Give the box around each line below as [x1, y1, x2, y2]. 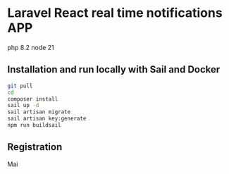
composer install [7, 95, 58, 103]
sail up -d [7, 102, 39, 109]
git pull [7, 82, 33, 89]
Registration [7, 141, 63, 153]
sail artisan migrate [7, 108, 71, 116]
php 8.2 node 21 [7, 43, 54, 51]
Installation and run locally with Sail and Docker [7, 63, 221, 75]
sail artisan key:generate [7, 115, 87, 123]
